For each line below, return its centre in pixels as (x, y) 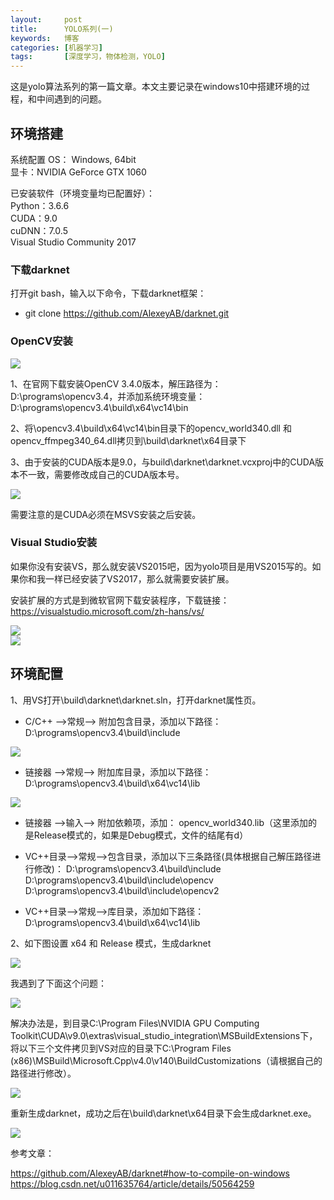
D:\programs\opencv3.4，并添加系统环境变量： (108, 396)
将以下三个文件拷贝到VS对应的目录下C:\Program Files (121, 1048)
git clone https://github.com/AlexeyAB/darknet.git (127, 313)
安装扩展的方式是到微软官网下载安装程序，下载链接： (120, 600)
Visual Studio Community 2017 (73, 242)
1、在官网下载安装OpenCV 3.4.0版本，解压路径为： (116, 383)
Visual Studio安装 (54, 543)
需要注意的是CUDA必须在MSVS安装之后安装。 (106, 514)
